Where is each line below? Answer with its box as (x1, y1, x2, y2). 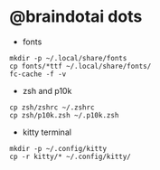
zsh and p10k (22, 85, 72, 96)
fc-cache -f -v (9, 70, 67, 79)
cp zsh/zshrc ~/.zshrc (9, 102, 95, 112)
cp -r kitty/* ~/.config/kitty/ (9, 152, 131, 161)
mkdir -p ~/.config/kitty (9, 144, 107, 153)
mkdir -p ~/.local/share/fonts (9, 53, 127, 62)
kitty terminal (22, 127, 72, 137)
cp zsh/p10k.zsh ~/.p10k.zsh (9, 110, 119, 119)
